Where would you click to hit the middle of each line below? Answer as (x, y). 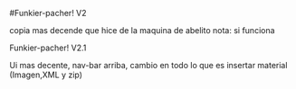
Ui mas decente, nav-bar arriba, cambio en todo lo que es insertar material (148, 65)
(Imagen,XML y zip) (46, 75)
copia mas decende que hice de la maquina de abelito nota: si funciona (142, 30)
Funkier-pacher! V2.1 (48, 48)
